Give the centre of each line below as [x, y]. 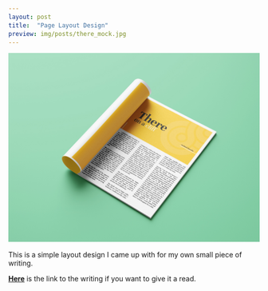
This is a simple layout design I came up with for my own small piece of [125, 255]
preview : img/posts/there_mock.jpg [67, 34]
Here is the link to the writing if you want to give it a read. [102, 279]
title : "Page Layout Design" [59, 25]
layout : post [30, 17]
